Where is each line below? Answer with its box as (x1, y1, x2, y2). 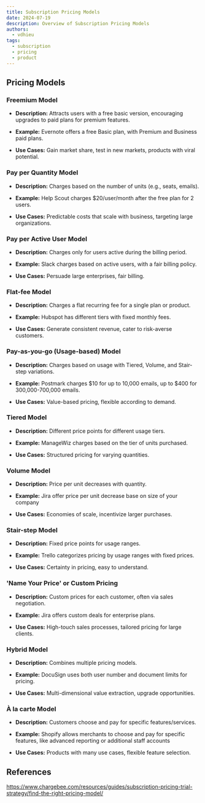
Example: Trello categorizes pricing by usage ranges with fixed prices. (15, 552, 195, 559)
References (6, 767, 52, 777)
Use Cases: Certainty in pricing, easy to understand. (15, 564, 149, 571)
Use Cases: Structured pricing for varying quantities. (15, 451, 149, 458)
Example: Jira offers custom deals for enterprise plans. (15, 611, 155, 619)
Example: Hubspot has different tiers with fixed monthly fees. (15, 314, 171, 321)
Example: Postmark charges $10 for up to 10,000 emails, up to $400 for (15, 379, 198, 387)
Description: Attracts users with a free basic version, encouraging (15, 110, 184, 117)
